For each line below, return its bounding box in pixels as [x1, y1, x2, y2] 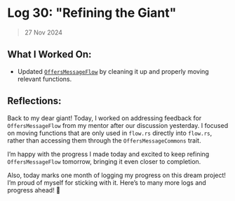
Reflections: [7, 95, 62, 107]
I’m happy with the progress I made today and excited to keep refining [7, 150, 210, 158]
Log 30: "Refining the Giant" [7, 5, 177, 21]
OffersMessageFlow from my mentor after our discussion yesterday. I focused [7, 121, 229, 129]
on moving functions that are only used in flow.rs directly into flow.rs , [7, 129, 213, 137]
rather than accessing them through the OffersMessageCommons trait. [7, 136, 201, 145]
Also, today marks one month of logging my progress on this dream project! [7, 171, 227, 179]
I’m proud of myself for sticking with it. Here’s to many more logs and [7, 178, 207, 187]
